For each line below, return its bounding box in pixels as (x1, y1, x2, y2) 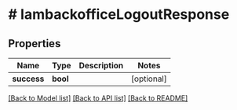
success (12, 73, 45, 84)
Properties (8, 37, 61, 50)
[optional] (130, 73, 167, 84)
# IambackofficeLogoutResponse (8, 5, 230, 24)
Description (78, 60, 124, 71)
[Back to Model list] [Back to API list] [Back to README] (8, 93, 188, 103)
